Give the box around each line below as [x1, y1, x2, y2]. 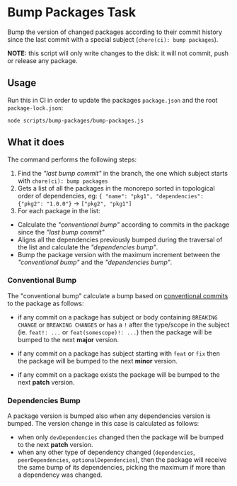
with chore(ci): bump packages [17, 176, 108, 185]
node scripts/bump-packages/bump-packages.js [7, 117, 144, 124]
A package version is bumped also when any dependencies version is [7, 412, 211, 420]
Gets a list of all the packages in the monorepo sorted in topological [17, 183, 215, 192]
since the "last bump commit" [17, 227, 105, 236]
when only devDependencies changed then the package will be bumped [17, 433, 224, 441]
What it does [7, 136, 65, 149]
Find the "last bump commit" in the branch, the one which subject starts [17, 169, 229, 177]
